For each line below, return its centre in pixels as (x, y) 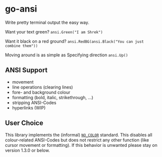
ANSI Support (26, 70)
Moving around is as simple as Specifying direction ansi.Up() (66, 55)
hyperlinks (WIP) (29, 107)
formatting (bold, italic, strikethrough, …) (53, 97)
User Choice (24, 123)
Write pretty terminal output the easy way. (47, 22)
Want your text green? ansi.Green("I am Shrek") (54, 32)
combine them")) (21, 46)
